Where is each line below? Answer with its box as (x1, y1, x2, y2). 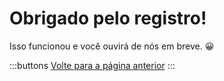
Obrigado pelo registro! (9, 7, 207, 30)
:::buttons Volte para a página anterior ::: (9, 59, 176, 71)
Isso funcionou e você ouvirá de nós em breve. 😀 (9, 40, 215, 52)
